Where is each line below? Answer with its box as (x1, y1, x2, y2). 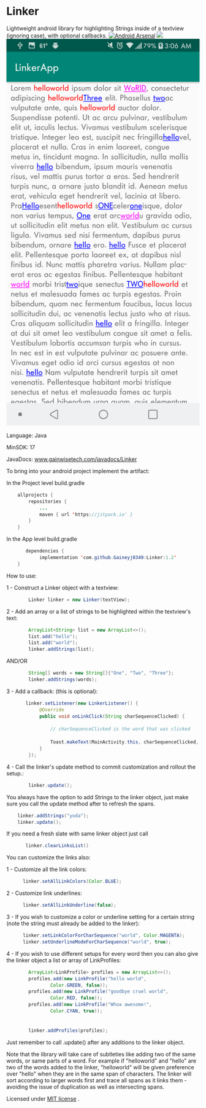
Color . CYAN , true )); (50, 1008, 103, 1014)
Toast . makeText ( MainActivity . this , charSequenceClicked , (50, 739, 199, 745)
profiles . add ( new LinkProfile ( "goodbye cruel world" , (28, 988, 169, 995)
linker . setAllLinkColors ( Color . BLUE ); (22, 878, 122, 885)
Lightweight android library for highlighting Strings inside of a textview (6, 25, 184, 32)
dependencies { (25, 548, 64, 554)
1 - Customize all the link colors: (6, 866, 87, 873)
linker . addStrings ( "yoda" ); (17, 812, 89, 819)
